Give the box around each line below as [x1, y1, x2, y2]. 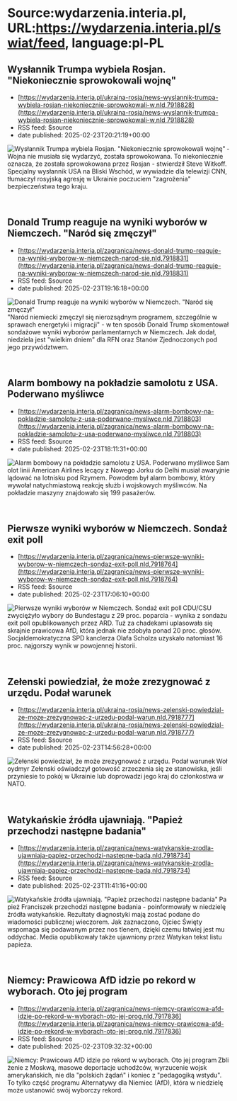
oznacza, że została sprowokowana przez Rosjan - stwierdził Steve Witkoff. [7, 159, 227, 168]
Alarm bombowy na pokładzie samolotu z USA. [7, 377, 218, 389]
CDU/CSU [183, 604, 212, 612]
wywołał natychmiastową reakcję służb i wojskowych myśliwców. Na [7, 480, 207, 490]
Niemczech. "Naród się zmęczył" [7, 227, 157, 239]
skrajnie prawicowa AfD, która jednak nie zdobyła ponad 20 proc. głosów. [7, 626, 222, 635]
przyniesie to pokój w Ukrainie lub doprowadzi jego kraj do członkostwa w [7, 772, 224, 781]
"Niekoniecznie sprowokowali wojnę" [7, 74, 177, 86]
